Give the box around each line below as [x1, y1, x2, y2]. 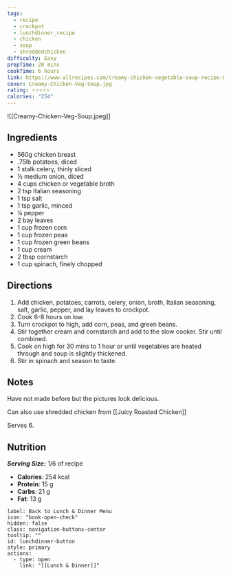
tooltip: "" [7, 532, 41, 539]
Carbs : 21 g [16, 488, 50, 496]
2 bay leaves [16, 216, 54, 224]
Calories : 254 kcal [16, 473, 70, 481]
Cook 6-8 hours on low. [16, 312, 85, 321]
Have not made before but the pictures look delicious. [7, 395, 159, 403]
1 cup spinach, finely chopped [16, 259, 102, 268]
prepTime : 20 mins [7, 61, 60, 68]
